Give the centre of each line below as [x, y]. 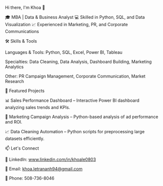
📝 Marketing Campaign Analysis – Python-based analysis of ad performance [82, 117]
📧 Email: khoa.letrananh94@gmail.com [44, 169]
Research [15, 81]
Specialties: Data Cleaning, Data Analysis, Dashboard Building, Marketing [78, 62]
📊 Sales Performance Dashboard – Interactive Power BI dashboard [72, 100]
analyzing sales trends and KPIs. [38, 107]
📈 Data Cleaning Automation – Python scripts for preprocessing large [75, 132]
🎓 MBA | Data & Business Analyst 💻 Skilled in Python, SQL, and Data [75, 17]
